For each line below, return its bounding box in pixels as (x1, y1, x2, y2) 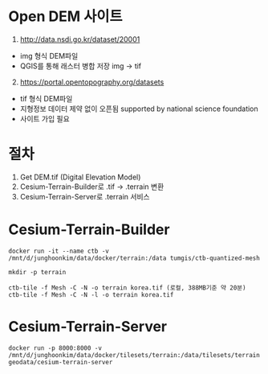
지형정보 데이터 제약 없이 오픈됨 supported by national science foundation (19, 104, 258, 113)
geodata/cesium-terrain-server (8, 358, 113, 366)
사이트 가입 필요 (19, 113, 70, 123)
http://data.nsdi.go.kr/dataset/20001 (19, 34, 140, 44)
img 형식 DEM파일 (19, 51, 79, 60)
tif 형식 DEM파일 (19, 93, 73, 103)
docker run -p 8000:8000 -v (8, 343, 103, 352)
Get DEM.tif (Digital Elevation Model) (19, 172, 141, 182)
